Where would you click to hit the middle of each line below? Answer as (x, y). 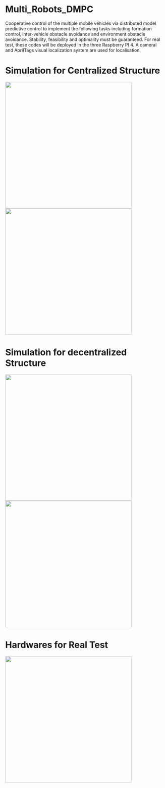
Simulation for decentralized (66, 353)
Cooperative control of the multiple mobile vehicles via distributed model (81, 23)
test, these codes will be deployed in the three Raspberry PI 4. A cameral (81, 44)
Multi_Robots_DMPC (49, 9)
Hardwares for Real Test (57, 645)
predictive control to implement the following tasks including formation (79, 28)
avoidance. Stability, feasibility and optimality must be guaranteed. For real (83, 39)
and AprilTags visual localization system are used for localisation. (73, 50)
